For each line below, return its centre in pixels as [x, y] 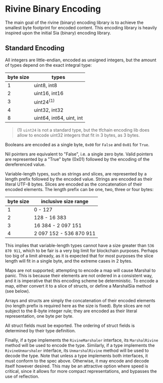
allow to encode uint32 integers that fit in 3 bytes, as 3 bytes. [78, 135]
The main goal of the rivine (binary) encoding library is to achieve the [74, 22]
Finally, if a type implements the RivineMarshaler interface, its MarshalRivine [82, 340]
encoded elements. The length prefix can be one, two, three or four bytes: [79, 190]
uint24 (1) [44, 102]
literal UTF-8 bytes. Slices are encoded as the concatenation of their [74, 184]
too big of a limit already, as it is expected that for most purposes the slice [79, 256]
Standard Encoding [35, 48]
